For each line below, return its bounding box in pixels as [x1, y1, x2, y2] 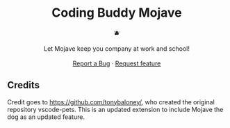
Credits [7, 79, 40, 91]
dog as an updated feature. [7, 113, 85, 121]
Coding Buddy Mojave [51, 5, 182, 21]
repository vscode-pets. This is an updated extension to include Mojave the [7, 105, 224, 113]
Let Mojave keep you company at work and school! [44, 44, 190, 53]
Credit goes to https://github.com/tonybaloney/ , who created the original [7, 97, 215, 106]
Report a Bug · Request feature [72, 59, 161, 67]
